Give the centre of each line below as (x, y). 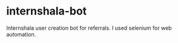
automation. (21, 34)
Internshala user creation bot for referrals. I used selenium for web (89, 28)
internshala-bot (47, 11)
